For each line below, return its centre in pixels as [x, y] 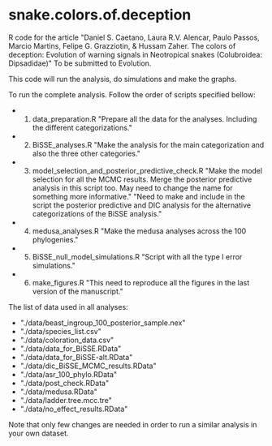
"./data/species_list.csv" [60, 331]
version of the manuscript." [78, 291]
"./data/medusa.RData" [58, 392]
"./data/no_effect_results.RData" [74, 409]
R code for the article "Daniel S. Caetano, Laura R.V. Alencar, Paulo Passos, [134, 37]
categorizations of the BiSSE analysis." [97, 213]
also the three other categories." [86, 153]
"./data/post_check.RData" [65, 383]
